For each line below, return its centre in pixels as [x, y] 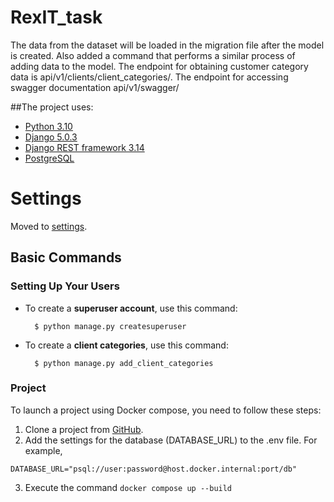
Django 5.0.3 [51, 137]
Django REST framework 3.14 [84, 147]
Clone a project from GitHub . [84, 429]
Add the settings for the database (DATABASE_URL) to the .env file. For [171, 440]
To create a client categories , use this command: [126, 345]
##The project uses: [52, 107]
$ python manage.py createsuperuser [110, 326]
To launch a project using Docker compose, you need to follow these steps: [166, 410]
